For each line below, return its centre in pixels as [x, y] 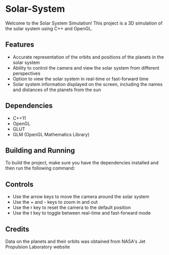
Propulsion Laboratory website [38, 247]
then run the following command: [40, 168]
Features [20, 45]
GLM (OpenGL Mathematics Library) [51, 134]
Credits [17, 229]
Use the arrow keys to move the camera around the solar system [81, 197]
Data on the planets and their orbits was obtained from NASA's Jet [76, 241]
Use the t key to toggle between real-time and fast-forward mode [82, 213]
